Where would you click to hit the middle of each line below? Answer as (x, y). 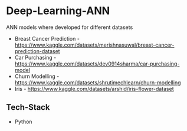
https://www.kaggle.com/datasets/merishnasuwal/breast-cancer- (95, 45)
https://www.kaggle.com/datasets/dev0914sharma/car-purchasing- (97, 64)
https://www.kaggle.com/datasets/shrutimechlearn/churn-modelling (98, 82)
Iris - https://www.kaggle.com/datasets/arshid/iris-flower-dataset (94, 89)
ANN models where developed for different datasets (70, 27)
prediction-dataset (37, 51)
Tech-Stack (28, 107)
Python (23, 122)
